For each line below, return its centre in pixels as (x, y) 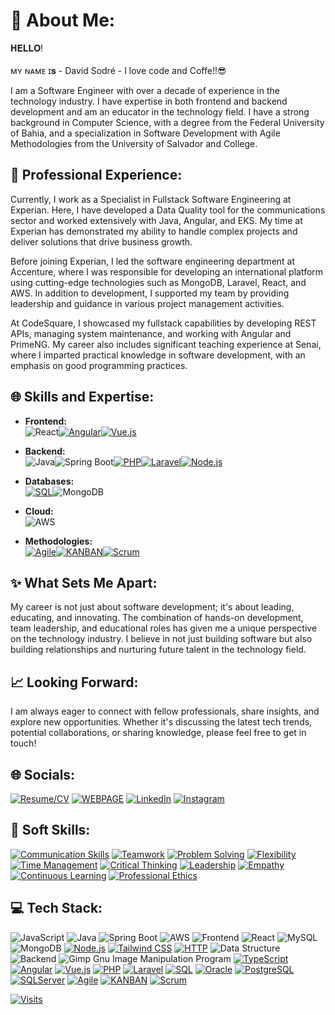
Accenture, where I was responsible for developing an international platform (167, 271)
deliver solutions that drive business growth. (101, 241)
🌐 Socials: (43, 774)
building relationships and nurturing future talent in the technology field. (158, 650)
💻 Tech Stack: (56, 908)
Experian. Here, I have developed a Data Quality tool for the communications (168, 210)
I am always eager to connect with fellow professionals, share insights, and (165, 711)
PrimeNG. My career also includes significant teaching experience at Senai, (166, 344)
